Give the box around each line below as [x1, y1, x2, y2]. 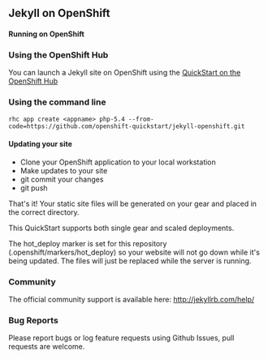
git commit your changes [19, 174, 104, 184]
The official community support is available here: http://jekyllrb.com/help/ [8, 295, 255, 305]
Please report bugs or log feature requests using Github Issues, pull [8, 333, 235, 343]
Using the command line [8, 96, 106, 108]
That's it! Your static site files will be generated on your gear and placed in [8, 199, 257, 208]
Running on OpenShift [8, 28, 85, 39]
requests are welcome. [8, 342, 85, 352]
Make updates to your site [19, 165, 108, 175]
